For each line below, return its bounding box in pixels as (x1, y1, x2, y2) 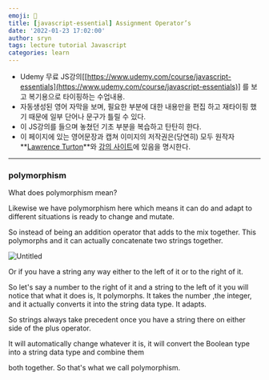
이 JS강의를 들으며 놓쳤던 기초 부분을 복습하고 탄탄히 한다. (19, 122, 202, 131)
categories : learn (8, 49, 70, 57)
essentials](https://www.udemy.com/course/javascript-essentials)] (19, 82, 241, 91)
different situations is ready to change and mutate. (8, 212, 175, 222)
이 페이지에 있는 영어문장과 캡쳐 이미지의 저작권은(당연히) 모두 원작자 (19, 132, 235, 141)
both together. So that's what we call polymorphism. (8, 363, 181, 373)
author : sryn (8, 34, 52, 42)
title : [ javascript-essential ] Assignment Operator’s (8, 19, 192, 27)
